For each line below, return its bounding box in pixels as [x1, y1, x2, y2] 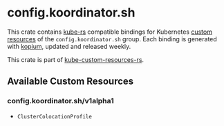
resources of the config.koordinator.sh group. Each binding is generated [7, 34, 218, 43]
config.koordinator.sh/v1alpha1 [7, 96, 114, 106]
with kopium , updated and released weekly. [7, 42, 131, 50]
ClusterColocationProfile [17, 113, 92, 120]
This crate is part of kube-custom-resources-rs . [7, 55, 144, 63]
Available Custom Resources [7, 76, 134, 87]
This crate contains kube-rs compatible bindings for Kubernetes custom [7, 28, 213, 36]
